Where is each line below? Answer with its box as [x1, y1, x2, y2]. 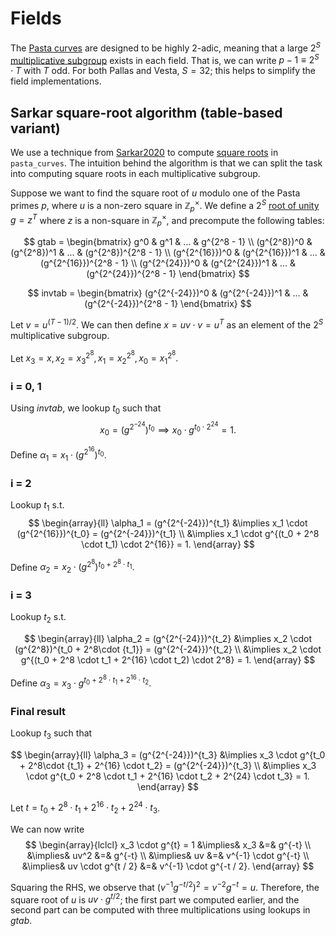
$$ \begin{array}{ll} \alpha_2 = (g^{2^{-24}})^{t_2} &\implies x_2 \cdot [23, 633, 313, 645]
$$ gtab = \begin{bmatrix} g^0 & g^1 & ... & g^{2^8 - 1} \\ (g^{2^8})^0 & [23, 235, 313, 247]
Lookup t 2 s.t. [10, 611, 67, 626]
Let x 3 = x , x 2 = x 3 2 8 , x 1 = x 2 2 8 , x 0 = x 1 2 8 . [10, 348, 179, 366]
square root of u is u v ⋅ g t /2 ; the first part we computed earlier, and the [10, 892, 300, 906]
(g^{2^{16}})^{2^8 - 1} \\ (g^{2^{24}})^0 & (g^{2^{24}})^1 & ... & [39, 257, 296, 269]
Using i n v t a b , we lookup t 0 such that [10, 402, 162, 417]
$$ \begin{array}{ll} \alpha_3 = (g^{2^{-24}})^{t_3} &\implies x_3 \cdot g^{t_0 [10, 748, 326, 761]
